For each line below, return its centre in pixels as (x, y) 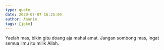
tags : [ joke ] (19, 24)
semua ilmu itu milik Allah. (32, 43)
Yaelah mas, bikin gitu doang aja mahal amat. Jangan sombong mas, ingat (82, 38)
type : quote (18, 10)
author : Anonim (21, 19)
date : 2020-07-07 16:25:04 (34, 14)
